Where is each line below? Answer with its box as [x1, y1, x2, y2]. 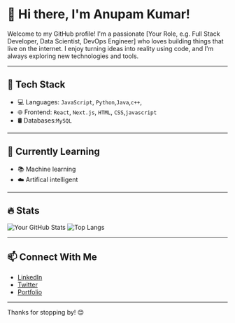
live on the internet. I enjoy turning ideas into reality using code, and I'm [7, 44, 214, 53]
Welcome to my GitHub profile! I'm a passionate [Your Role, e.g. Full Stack [7, 29, 220, 38]
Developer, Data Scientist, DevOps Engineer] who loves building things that [7, 36, 224, 45]
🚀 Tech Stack [7, 78, 66, 90]
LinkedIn [17, 273, 43, 282]
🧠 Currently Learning [7, 146, 100, 158]
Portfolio [17, 288, 43, 296]
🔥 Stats [7, 205, 40, 217]
